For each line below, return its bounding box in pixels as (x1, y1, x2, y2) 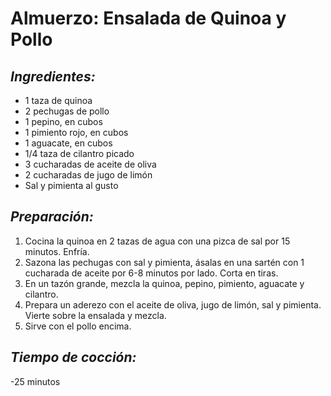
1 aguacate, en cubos (24, 137, 113, 149)
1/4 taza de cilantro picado (24, 148, 135, 159)
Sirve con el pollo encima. (24, 320, 132, 332)
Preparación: (10, 208, 94, 226)
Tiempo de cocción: (10, 349, 137, 366)
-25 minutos (10, 375, 61, 387)
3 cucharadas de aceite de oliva (24, 158, 157, 170)
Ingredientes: (10, 68, 96, 85)
